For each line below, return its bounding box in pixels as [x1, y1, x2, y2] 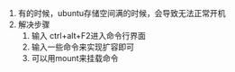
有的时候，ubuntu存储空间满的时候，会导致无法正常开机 [17, 8, 227, 18]
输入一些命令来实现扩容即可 [31, 41, 135, 52]
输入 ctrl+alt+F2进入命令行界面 [31, 31, 147, 40]
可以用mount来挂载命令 [31, 53, 119, 63]
